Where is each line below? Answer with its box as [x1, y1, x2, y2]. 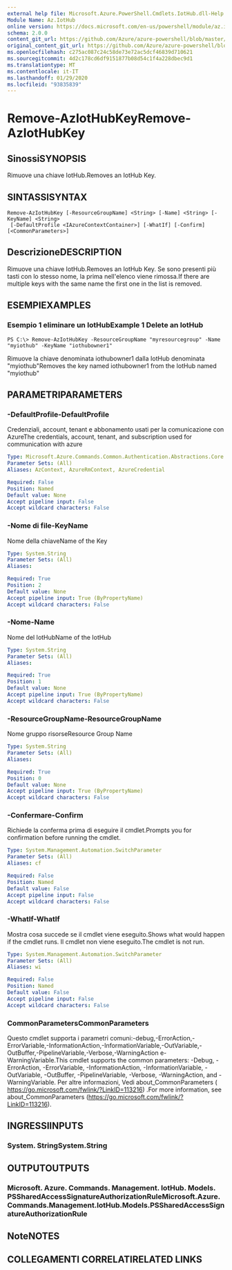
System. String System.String [7, 1141, 108, 1150]
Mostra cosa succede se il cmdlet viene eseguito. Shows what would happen [7, 930, 225, 938]
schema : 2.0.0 [7, 29, 48, 37]
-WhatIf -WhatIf [7, 914, 60, 924]
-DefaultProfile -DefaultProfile [7, 409, 109, 419]
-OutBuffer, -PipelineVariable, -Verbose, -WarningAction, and [43, 1071, 217, 1079]
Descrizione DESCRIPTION [7, 246, 122, 258]
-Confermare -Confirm [7, 811, 84, 820]
